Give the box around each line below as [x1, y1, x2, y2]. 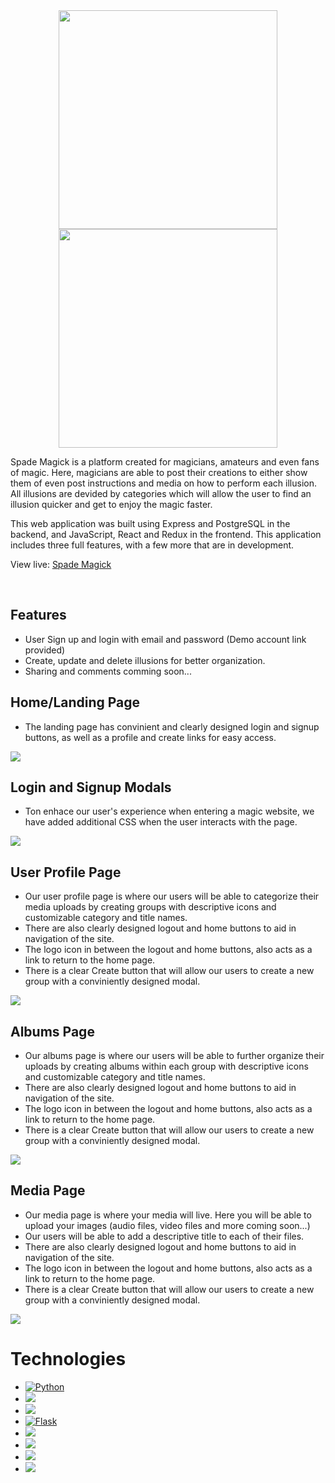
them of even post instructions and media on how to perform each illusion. [10, 477, 318, 489]
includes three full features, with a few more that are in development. [10, 539, 295, 551]
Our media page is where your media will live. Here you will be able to [24, 1209, 312, 1221]
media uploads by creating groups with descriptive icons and [24, 901, 277, 913]
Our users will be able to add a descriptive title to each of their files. [24, 1230, 305, 1242]
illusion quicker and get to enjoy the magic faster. [10, 499, 213, 510]
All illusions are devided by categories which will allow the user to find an [10, 488, 312, 499]
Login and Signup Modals [10, 779, 172, 796]
